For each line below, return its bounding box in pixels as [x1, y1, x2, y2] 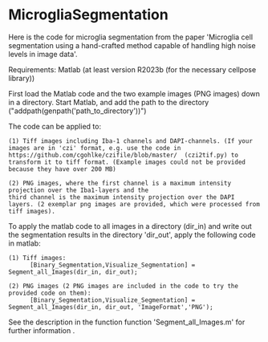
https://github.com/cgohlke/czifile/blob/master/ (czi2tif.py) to [8, 151, 239, 159]
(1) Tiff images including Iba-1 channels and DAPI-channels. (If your [8, 136, 253, 145]
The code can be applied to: [8, 121, 102, 131]
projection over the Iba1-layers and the [8, 186, 149, 194]
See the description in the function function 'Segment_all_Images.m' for [8, 317, 246, 327]
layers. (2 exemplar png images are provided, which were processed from [8, 200, 261, 208]
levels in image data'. [8, 49, 78, 59]
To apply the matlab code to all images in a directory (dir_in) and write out [8, 221, 253, 230]
